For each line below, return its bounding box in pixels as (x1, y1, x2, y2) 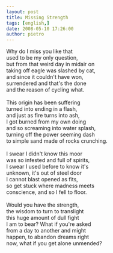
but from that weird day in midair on (6, 61, 95, 68)
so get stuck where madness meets (6, 182, 95, 190)
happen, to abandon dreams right (6, 233, 89, 241)
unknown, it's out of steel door (6, 169, 82, 176)
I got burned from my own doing (6, 118, 87, 125)
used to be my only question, (6, 54, 78, 61)
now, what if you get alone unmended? (6, 240, 102, 247)
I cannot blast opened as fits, (6, 176, 78, 183)
